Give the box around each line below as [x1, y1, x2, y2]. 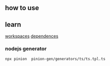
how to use [5, 4, 39, 12]
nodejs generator [5, 46, 47, 52]
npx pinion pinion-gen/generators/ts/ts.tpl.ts [5, 56, 106, 61]
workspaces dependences [5, 33, 58, 39]
